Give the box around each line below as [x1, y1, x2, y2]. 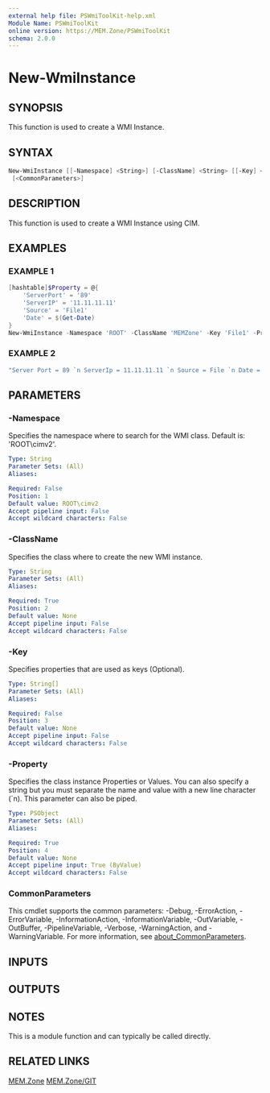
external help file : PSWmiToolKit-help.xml [8, 11, 157, 20]
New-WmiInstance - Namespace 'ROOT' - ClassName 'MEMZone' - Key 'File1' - [8, 329, 257, 337]
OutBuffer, [8, 923, 43, 933]
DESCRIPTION [8, 197, 80, 210]
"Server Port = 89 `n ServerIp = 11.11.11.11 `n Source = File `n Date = [8, 366, 261, 375]
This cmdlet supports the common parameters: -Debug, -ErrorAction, [8, 906, 239, 916]
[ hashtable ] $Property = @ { [8, 284, 99, 292]
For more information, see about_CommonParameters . [67, 932, 247, 942]
